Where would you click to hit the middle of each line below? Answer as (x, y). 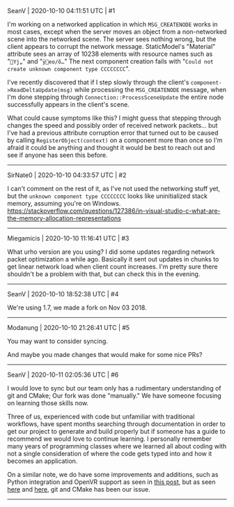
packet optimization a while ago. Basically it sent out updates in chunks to (113, 259)
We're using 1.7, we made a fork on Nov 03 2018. (77, 308)
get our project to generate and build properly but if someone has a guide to (117, 431)
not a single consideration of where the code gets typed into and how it (110, 454)
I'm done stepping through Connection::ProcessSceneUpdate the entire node (116, 97)
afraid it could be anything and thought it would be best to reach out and (111, 147)
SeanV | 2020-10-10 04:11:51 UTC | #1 (61, 11)
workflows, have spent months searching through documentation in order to (117, 424)
